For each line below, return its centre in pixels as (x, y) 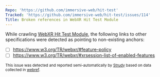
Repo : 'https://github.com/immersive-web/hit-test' (62, 10)
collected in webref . (23, 70)
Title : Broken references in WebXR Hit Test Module (62, 20)
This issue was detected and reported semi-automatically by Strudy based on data (78, 65)
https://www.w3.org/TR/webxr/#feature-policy (62, 50)
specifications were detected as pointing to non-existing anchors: (75, 40)
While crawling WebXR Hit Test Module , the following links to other (76, 34)
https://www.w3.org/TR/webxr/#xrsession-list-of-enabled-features (84, 55)
